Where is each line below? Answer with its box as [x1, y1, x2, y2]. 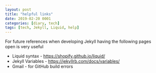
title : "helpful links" [5, 12, 53, 17]
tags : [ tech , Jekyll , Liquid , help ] [5, 25, 79, 30]
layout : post [5, 7, 32, 12]
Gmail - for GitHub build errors [12, 64, 73, 70]
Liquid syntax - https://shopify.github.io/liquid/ [12, 53, 105, 59]
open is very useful [5, 44, 44, 50]
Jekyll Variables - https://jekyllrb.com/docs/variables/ [12, 58, 120, 64]
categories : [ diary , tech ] [5, 20, 60, 26]
